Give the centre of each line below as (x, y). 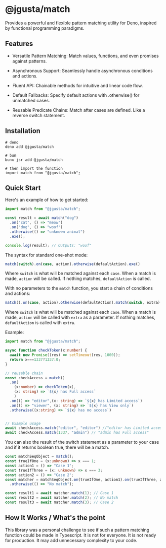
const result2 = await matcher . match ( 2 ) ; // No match (62, 498)
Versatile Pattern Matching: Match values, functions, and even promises (85, 56)
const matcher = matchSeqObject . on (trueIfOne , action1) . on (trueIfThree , (82, 479)
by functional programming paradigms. (45, 28)
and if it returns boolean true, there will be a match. (57, 447)
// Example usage (23, 423)
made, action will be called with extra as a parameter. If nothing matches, (80, 317)
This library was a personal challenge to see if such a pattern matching (77, 530)
